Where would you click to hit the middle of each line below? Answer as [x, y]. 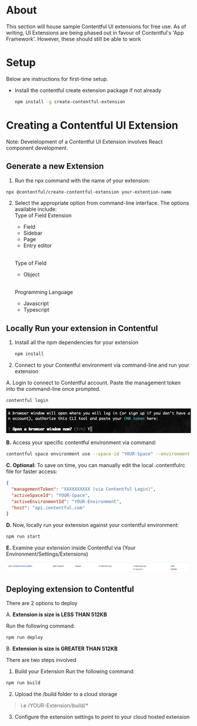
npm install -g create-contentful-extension [70, 102]
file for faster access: [32, 472]
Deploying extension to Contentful [70, 589]
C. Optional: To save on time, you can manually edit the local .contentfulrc [96, 465]
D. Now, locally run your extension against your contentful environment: [93, 525]
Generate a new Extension [55, 166]
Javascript [36, 303]
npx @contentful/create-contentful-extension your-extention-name [89, 192]
